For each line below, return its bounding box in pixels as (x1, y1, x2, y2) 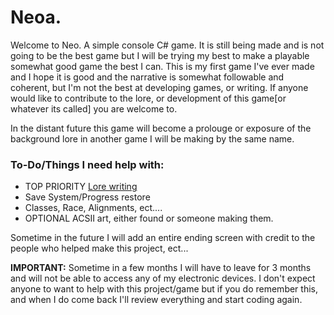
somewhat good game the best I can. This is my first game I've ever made (10, 60, 315, 72)
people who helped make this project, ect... (10, 242, 189, 255)
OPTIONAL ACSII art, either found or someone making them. (24, 212, 274, 225)
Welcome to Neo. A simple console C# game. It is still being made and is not (10, 39, 325, 51)
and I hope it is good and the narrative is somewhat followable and (10, 71, 285, 83)
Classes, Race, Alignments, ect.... (24, 202, 163, 214)
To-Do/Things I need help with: (10, 157, 165, 171)
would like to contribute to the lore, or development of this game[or (10, 92, 287, 104)
